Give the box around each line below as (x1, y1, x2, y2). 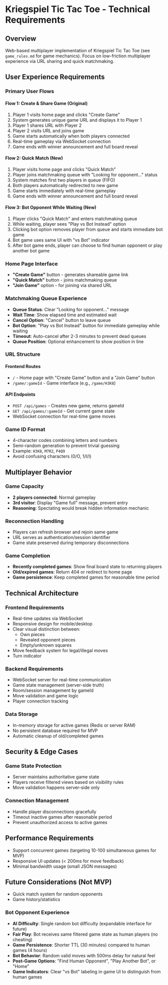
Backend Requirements (5, 665, 64, 672)
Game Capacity (5, 483, 44, 490)
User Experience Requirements (5, 73, 105, 81)
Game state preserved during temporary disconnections (12, 540, 129, 546)
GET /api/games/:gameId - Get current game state (12, 408, 115, 414)
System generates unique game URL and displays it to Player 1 (12, 117, 142, 123)
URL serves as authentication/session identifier (12, 534, 111, 541)
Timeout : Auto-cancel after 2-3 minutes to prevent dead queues (12, 333, 147, 339)
